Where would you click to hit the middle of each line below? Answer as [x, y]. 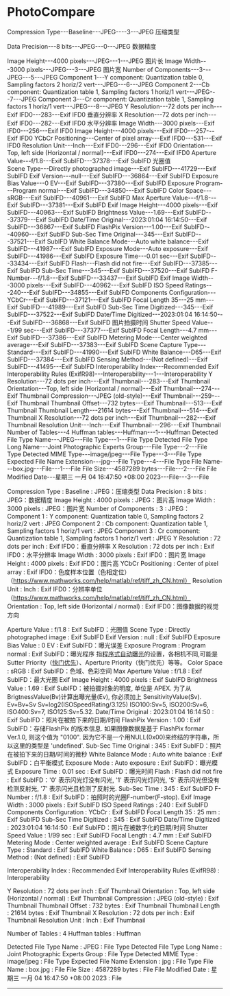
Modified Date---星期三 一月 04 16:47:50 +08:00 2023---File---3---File [108, 477]
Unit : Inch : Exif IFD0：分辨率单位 [55, 589]
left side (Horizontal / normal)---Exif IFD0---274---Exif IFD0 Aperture [119, 152]
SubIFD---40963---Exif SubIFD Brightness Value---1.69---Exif [95, 212]
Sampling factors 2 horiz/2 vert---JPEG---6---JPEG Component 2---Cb [108, 84]
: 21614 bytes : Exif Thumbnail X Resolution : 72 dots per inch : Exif [101, 912]
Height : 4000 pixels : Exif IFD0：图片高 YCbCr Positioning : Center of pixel [113, 563]
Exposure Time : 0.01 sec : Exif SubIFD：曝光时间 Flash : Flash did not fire [118, 771]
